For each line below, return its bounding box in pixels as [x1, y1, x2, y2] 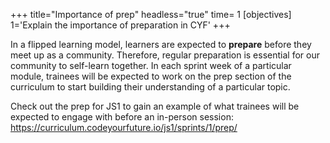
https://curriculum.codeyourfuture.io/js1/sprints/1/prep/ [10, 122, 238, 133]
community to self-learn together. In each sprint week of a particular [10, 60, 292, 71]
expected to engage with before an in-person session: [10, 111, 234, 123]
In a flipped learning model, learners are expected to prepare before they [10, 39, 312, 50]
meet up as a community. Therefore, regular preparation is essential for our [10, 49, 320, 61]
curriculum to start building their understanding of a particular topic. [10, 81, 291, 93]
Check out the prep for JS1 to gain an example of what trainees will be [10, 100, 300, 112]
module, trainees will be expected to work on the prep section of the [10, 70, 292, 82]
